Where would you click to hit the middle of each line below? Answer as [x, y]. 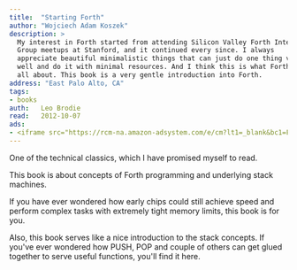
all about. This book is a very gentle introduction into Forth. [140, 75]
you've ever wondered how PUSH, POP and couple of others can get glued [146, 247]
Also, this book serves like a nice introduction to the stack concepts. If [137, 237]
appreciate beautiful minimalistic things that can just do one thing [150, 58]
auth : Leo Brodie [45, 108]
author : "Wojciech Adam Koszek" [69, 26]
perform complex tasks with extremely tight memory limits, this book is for [145, 211]
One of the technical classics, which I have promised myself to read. [133, 158]
